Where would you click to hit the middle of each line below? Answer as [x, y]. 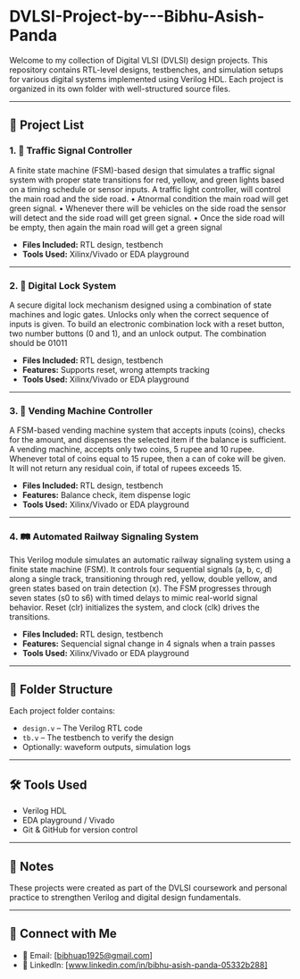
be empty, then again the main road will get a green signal [116, 227]
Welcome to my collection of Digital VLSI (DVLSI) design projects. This [138, 60]
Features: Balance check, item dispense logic [106, 495]
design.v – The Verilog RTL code [82, 728]
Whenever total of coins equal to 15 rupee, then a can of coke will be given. [148, 459]
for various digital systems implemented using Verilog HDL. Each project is [146, 79]
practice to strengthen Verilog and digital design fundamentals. [125, 897]
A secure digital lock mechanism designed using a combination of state [141, 305]
